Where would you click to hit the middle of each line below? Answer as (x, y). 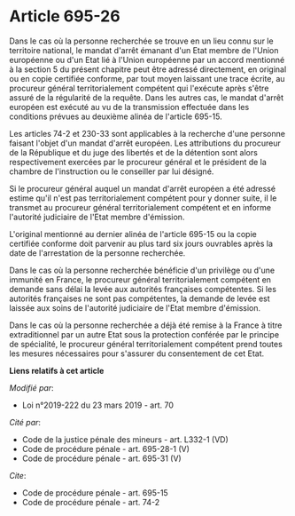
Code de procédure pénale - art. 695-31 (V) (101, 458)
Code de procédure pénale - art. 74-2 (91, 502)
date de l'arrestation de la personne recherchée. (97, 253)
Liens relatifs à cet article (57, 370)
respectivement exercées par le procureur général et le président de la (138, 162)
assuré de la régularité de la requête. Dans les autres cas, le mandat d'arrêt (147, 97)
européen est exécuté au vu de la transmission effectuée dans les (129, 107)
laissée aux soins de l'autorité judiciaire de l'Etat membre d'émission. (135, 307)
